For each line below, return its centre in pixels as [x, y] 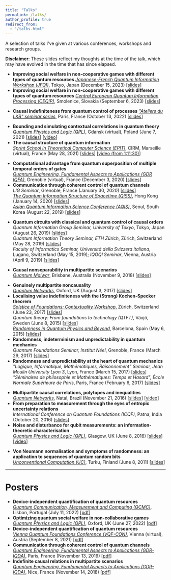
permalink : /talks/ [26, 15]
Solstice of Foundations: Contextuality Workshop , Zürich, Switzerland [86, 307]
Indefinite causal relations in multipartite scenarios [68, 561]
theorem [22, 301]
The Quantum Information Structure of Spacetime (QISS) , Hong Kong [85, 196]
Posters [22, 487]
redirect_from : [21, 24]
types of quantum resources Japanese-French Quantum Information [86, 80]
